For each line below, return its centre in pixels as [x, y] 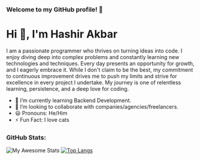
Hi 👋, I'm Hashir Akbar [62, 34]
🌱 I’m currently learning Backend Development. [73, 100]
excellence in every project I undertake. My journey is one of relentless [94, 82]
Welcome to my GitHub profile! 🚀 [54, 10]
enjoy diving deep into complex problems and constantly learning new [93, 57]
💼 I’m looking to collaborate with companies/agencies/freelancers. [96, 106]
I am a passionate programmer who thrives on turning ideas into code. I [94, 51]
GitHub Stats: [26, 137]
